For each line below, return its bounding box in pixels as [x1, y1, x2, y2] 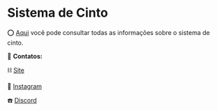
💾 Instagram [7, 82, 43, 90]
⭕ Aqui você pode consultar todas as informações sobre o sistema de [7, 28, 211, 36]
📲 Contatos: [7, 52, 43, 60]
